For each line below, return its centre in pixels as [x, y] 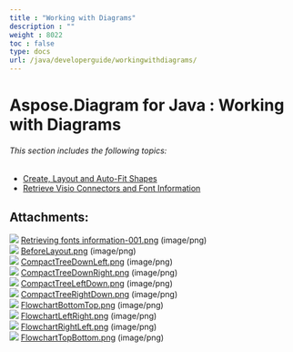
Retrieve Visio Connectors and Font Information [111, 189]
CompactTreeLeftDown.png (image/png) [96, 284]
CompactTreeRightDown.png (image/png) [99, 295]
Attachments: [49, 217]
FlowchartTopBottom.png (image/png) [92, 337]
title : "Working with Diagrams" [73, 18]
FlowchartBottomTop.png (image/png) [92, 305]
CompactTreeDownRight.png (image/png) [99, 273]
